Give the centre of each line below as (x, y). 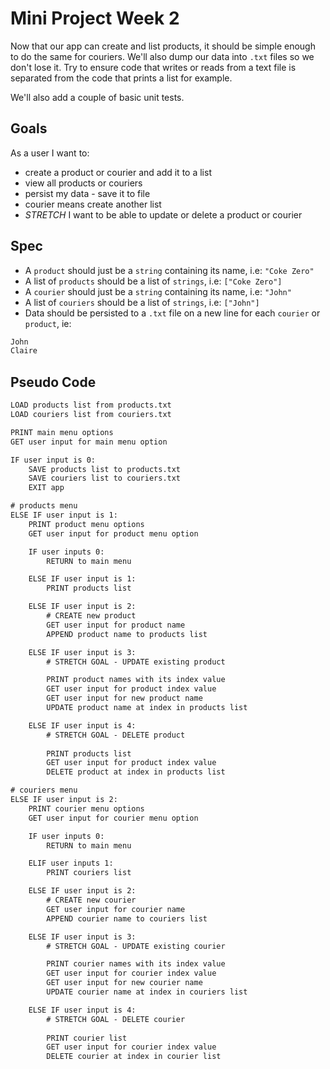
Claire (24, 351)
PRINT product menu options (86, 524)
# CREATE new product (91, 616)
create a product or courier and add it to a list (118, 172)
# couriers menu (44, 790)
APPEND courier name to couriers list (127, 918)
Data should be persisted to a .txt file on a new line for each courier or (172, 313)
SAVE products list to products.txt (105, 469)
